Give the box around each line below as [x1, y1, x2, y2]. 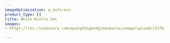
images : [5, 21, 21, 26]
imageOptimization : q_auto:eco [5, 7, 71, 12]
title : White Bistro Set [5, 16, 57, 21]
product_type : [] [5, 12, 42, 17]
